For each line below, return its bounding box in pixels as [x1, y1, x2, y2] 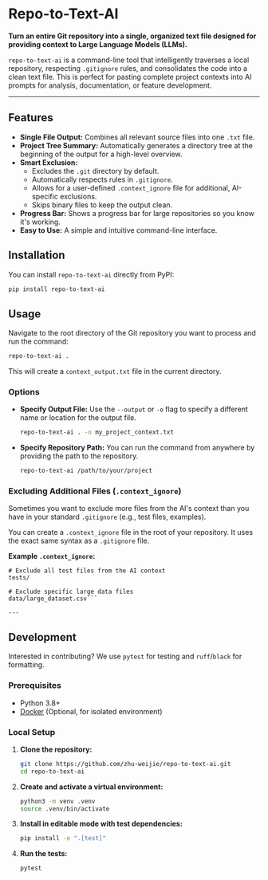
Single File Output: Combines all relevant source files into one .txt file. [19, 132, 255, 142]
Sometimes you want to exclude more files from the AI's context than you [8, 504, 250, 513]
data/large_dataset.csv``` [8, 595, 98, 603]
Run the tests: [19, 849, 68, 858]
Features [8, 111, 53, 124]
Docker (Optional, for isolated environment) [19, 706, 163, 716]
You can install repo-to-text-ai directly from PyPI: [8, 269, 175, 279]
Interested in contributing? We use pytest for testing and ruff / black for [8, 651, 242, 662]
